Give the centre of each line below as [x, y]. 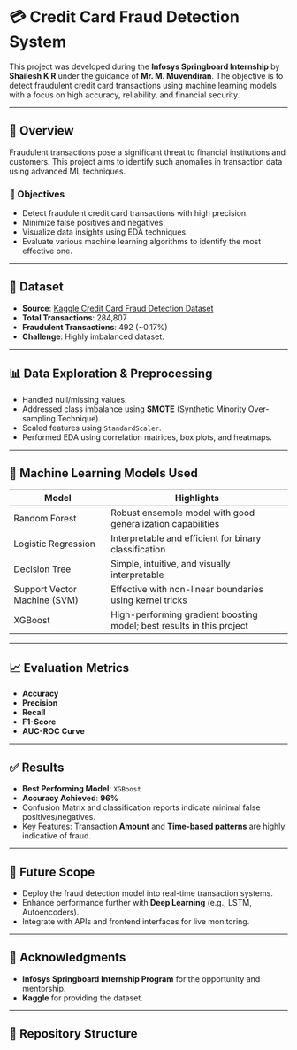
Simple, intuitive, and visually [171, 564]
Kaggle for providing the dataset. [82, 998]
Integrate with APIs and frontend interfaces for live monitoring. [136, 921]
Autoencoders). [50, 912]
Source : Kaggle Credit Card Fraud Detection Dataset [118, 308]
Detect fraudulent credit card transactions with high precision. [135, 213]
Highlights [197, 498]
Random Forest [45, 519]
